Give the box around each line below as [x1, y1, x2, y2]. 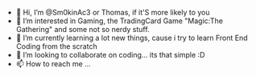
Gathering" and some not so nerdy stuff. [15, 25, 151, 34]
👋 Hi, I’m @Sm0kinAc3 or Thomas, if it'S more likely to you [15, 8, 211, 17]
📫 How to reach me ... [15, 59, 91, 68]
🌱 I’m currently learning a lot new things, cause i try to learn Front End [15, 33, 248, 42]
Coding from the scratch [15, 42, 98, 51]
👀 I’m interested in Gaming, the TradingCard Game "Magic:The [15, 16, 224, 26]
